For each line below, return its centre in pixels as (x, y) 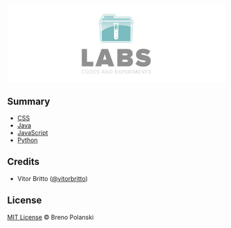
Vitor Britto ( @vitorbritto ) (53, 178)
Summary (29, 102)
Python (27, 140)
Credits (24, 162)
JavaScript (33, 133)
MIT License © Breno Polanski (50, 217)
